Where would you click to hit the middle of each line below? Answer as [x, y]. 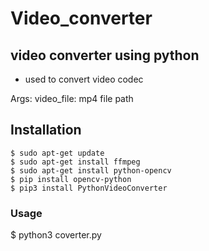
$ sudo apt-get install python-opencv [91, 170]
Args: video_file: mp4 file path [72, 98]
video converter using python [105, 55]
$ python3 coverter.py [56, 235]
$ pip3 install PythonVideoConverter [89, 188]
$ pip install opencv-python [71, 179]
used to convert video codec [84, 79]
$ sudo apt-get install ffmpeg [75, 162]
